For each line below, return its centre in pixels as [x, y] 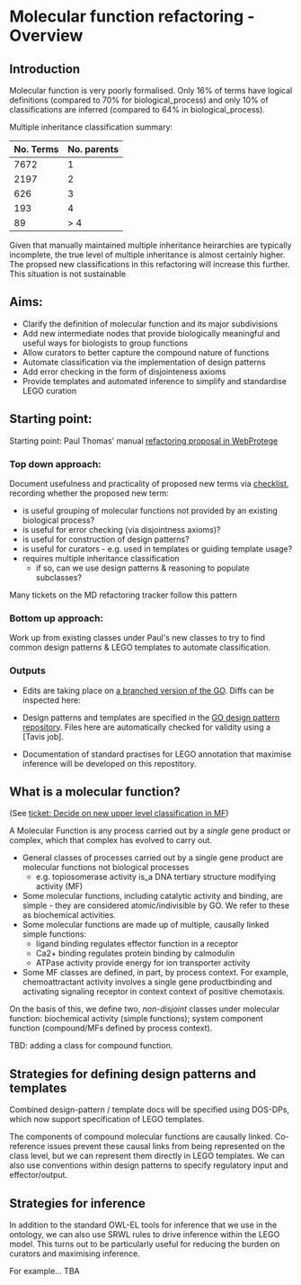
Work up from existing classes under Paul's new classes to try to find [137, 638]
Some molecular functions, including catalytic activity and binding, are [152, 896]
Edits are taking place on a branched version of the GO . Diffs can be [148, 690]
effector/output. [39, 1175]
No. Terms [36, 149]
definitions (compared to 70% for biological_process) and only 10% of [139, 100]
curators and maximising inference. [75, 1254]
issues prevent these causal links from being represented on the [166, 1146]
